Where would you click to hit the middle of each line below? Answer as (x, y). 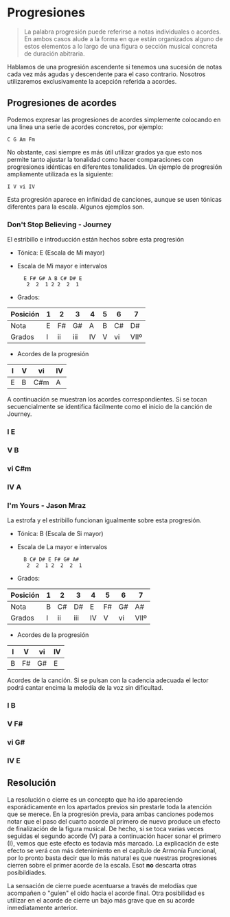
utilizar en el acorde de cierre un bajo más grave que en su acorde (101, 900)
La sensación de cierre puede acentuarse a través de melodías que (102, 885)
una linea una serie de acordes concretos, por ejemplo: (85, 127)
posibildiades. (27, 872)
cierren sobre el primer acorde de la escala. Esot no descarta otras (102, 865)
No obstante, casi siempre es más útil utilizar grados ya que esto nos (105, 152)
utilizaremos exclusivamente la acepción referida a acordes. (92, 81)
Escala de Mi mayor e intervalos (62, 266)
